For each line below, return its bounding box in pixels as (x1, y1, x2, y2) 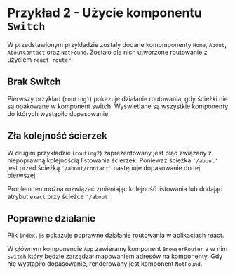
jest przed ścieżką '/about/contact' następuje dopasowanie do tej (7, 163, 201, 172)
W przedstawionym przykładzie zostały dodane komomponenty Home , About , (7, 40, 227, 49)
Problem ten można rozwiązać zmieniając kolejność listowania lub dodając (7, 184, 223, 193)
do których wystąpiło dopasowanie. (7, 109, 110, 117)
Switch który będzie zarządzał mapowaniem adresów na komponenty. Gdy (7, 252, 223, 261)
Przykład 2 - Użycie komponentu (7, 5, 202, 21)
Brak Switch (7, 76, 61, 88)
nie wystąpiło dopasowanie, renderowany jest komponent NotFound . (7, 260, 203, 268)
